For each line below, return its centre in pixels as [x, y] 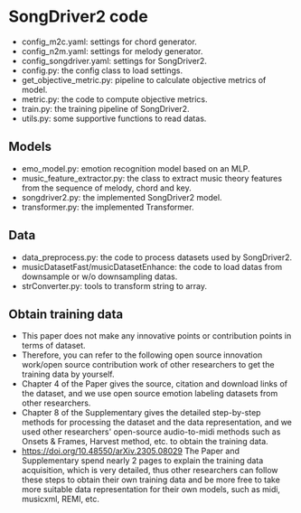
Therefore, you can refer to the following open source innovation [142, 355]
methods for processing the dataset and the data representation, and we [157, 423]
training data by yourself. [68, 374]
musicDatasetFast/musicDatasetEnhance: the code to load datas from [151, 266]
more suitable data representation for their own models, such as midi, [151, 490]
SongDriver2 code [78, 17]
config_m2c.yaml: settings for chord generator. [109, 42]
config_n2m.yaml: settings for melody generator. [112, 51]
